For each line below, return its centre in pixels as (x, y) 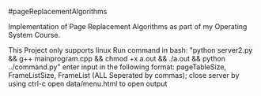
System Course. (34, 35)
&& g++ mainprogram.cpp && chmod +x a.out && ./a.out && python (117, 59)
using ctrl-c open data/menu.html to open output (88, 83)
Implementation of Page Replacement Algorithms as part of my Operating (128, 26)
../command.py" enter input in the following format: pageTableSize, (117, 67)
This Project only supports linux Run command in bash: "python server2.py (130, 50)
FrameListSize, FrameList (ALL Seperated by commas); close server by (124, 75)
